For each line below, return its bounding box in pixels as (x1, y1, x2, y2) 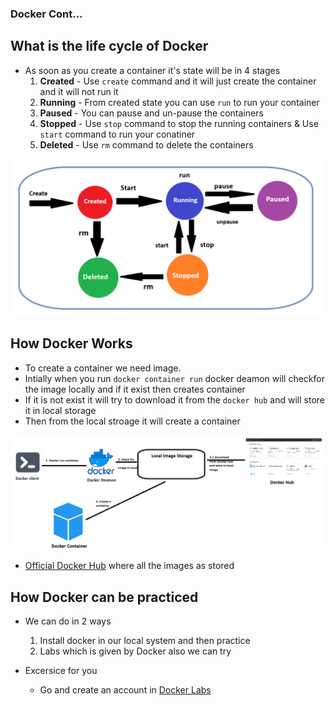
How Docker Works (10, 335, 133, 352)
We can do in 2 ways (24, 615, 112, 627)
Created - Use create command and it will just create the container (39, 75, 317, 87)
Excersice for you (24, 664, 98, 676)
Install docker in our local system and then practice (39, 634, 251, 646)
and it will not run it (39, 85, 119, 97)
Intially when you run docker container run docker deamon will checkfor (24, 372, 325, 384)
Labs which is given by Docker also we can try (39, 645, 232, 657)
